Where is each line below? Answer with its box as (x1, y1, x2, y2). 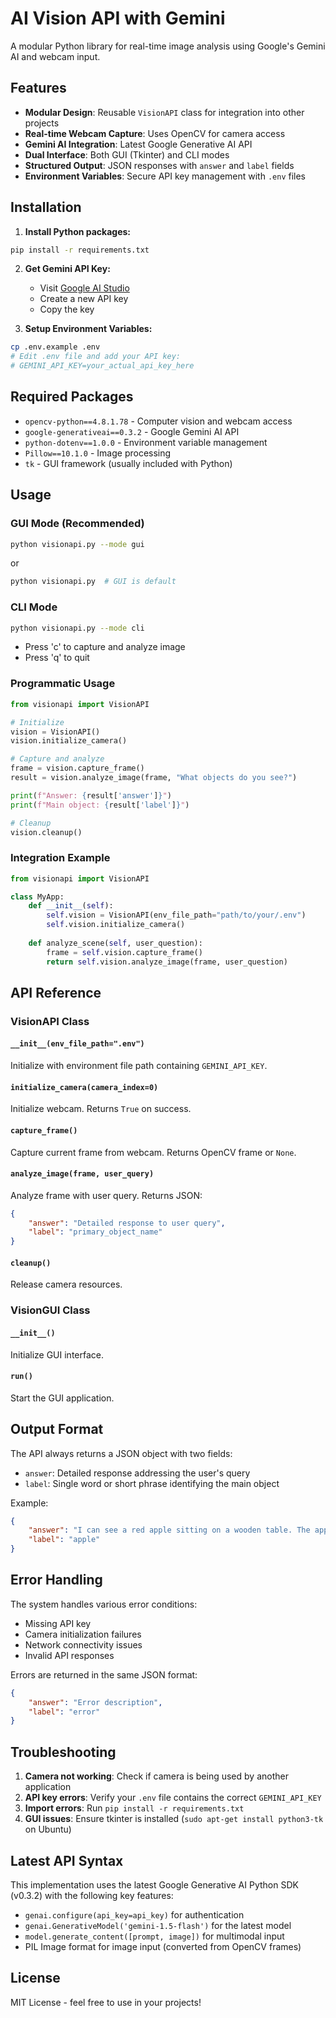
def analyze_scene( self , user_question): (28, 938, 203, 948)
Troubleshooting (10, 1743, 117, 1761)
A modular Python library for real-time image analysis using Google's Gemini (10, 40, 326, 52)
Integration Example (10, 851, 111, 865)
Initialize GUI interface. (10, 1348, 104, 1361)
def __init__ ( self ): (28, 901, 114, 911)
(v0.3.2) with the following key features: (10, 1889, 174, 1901)
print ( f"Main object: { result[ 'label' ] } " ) (10, 800, 190, 810)
